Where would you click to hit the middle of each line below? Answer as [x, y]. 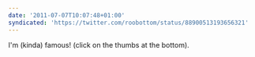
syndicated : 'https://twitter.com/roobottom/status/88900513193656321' [128, 23]
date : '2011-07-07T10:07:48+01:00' [67, 15]
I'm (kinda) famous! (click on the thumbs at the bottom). [99, 45]
